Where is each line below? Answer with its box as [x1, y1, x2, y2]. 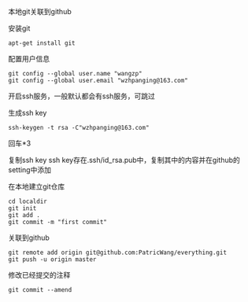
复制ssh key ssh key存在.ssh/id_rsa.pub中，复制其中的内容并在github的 [8, 156, 240, 164]
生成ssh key [8, 109, 47, 117]
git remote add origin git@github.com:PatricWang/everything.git [8, 249, 227, 256]
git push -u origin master [8, 256, 97, 263]
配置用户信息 [8, 54, 50, 63]
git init [8, 204, 37, 212]
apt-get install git [8, 39, 76, 47]
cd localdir [8, 197, 47, 205]
